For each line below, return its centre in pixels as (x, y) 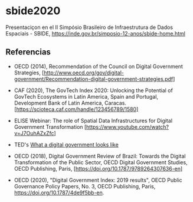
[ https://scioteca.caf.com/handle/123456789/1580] (76, 109)
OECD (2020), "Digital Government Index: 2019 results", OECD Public (98, 180)
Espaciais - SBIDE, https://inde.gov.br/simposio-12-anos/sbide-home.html (95, 33)
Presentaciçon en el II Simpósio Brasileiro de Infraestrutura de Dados (89, 27)
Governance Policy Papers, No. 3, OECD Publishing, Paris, (85, 186)
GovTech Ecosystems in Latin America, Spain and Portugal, (86, 96)
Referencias (28, 52)
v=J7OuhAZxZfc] (35, 133)
